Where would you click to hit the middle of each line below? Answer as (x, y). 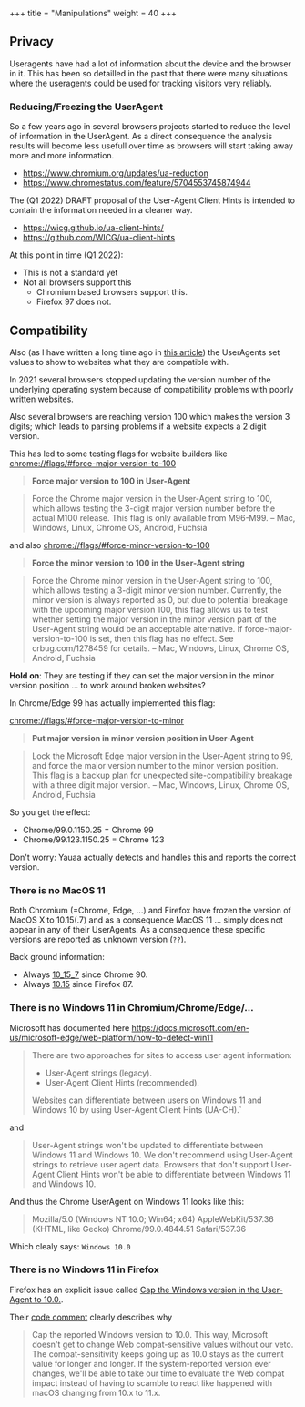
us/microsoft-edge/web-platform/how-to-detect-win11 (112, 1037)
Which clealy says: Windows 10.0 (70, 1246)
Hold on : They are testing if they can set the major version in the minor (142, 675)
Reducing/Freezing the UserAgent (86, 107)
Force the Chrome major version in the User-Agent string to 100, (152, 498)
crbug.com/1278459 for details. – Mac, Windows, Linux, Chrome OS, (160, 648)
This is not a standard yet (70, 273)
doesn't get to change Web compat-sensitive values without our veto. (163, 1344)
